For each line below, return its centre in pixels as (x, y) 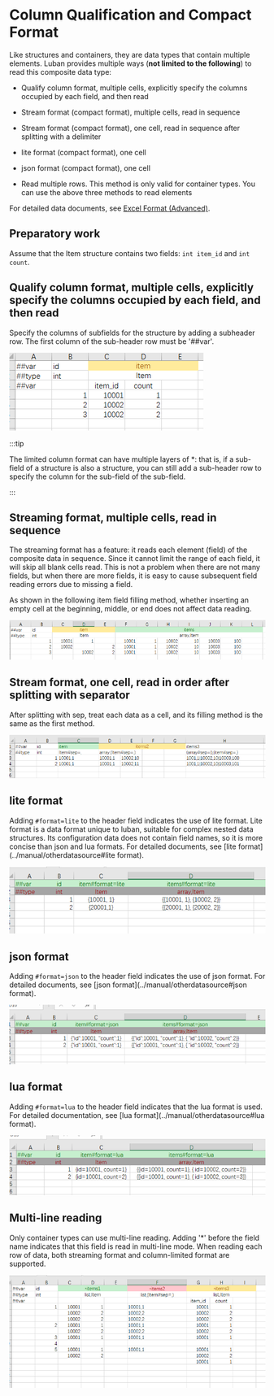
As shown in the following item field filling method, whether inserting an (129, 600)
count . (20, 262)
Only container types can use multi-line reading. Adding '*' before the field (134, 1237)
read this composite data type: (61, 72)
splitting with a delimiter (61, 137)
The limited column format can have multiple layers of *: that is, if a (122, 459)
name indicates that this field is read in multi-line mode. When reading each (136, 1246)
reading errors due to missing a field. (71, 585)
